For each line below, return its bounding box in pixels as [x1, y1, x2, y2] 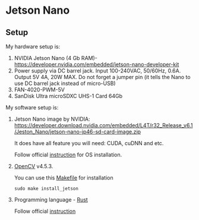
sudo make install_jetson [14, 186, 78, 191]
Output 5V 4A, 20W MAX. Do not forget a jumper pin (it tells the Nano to [14, 74, 191, 80]
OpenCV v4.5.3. [14, 163, 53, 169]
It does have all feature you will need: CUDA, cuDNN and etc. [14, 140, 164, 146]
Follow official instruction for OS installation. [14, 151, 122, 158]
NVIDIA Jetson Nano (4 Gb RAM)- [14, 55, 97, 61]
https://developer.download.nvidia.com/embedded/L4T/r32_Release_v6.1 [14, 122, 193, 128]
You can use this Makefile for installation [14, 174, 113, 181]
